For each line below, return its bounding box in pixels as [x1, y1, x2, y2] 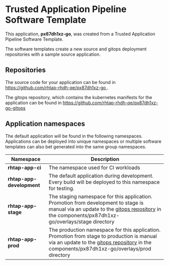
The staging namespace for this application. [48, 193, 152, 200]
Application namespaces [5, 120, 86, 128]
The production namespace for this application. [48, 226, 161, 233]
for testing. [48, 185, 74, 192]
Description [90, 155, 120, 162]
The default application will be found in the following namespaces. [5, 133, 143, 139]
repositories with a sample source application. [5, 51, 101, 57]
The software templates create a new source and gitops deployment [5, 46, 147, 52]
